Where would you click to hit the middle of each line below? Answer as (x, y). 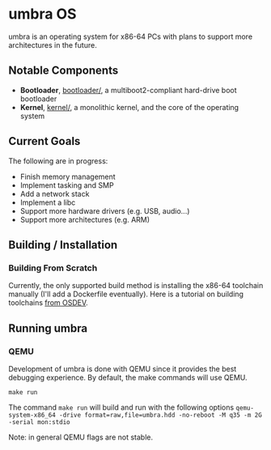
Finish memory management (68, 176)
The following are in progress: (58, 161)
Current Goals (44, 141)
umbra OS (42, 14)
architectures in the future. (53, 45)
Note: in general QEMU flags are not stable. (81, 437)
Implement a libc (48, 202)
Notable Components (64, 71)
